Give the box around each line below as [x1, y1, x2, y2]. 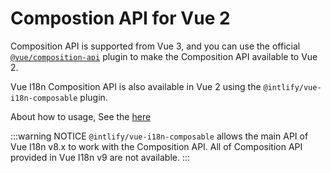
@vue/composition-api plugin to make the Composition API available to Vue [10, 50, 318, 62]
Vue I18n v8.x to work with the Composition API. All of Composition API [10, 140, 303, 152]
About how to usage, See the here [10, 110, 152, 122]
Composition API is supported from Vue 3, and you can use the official [10, 40, 301, 52]
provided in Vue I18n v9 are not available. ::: [10, 151, 191, 163]
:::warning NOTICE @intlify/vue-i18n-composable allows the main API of [10, 130, 309, 142]
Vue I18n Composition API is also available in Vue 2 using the [10, 80, 262, 92]
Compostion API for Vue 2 [10, 7, 231, 30]
